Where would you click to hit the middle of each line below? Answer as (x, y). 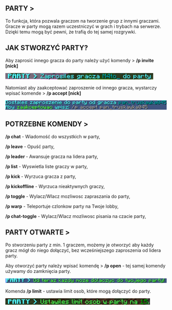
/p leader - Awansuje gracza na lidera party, (52, 156)
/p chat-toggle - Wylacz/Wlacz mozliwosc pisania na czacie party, (76, 216)
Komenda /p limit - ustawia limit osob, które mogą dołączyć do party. (78, 291)
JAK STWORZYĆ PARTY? (47, 48)
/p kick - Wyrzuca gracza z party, (41, 176)
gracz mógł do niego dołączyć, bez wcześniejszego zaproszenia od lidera (83, 250)
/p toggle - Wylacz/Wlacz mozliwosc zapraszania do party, (68, 196)
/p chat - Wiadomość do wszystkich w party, (53, 136)
